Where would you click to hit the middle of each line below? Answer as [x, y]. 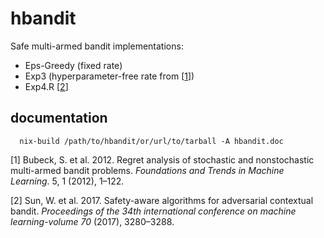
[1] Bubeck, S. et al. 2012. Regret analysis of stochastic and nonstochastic [162, 159]
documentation [59, 118]
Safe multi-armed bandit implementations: [97, 46]
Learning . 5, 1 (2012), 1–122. [67, 181]
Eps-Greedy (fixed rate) [73, 65]
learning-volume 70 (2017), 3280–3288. [92, 221]
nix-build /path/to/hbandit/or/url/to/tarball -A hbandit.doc [151, 141]
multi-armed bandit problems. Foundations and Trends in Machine [147, 170]
